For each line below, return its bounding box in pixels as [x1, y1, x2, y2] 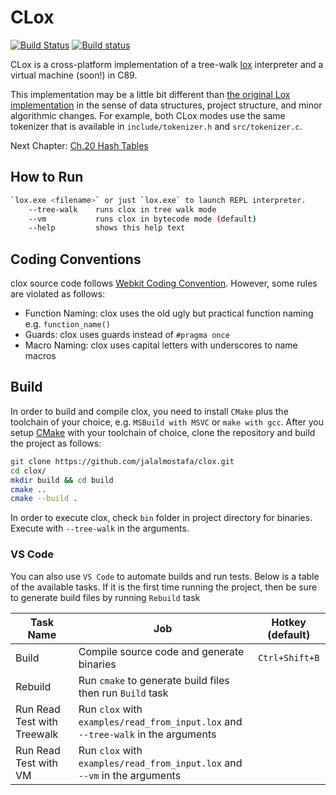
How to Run [10, 169, 84, 186]
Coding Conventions [10, 251, 142, 268]
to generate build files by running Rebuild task [10, 591, 201, 603]
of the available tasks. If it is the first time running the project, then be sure [10, 581, 318, 593]
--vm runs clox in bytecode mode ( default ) [28, 214, 257, 224]
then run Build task [78, 686, 169, 700]
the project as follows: [10, 437, 102, 449]
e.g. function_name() [24, 318, 111, 330]
